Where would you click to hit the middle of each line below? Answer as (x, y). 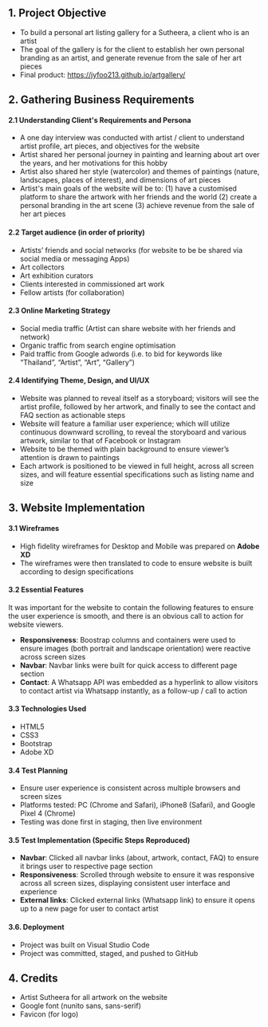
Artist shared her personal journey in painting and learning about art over (140, 155)
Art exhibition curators (57, 275)
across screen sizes (53, 656)
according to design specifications (77, 571)
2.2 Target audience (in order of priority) (77, 232)
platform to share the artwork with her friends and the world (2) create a (138, 197)
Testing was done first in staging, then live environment (111, 822)
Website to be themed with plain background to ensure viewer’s (124, 449)
